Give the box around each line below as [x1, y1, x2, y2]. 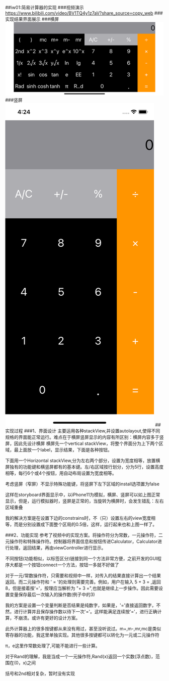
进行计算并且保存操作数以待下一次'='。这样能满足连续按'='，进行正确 [14, 608, 157, 614]
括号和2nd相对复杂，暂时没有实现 [5, 670, 75, 676]
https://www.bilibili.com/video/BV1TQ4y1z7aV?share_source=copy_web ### [5, 10, 163, 16]
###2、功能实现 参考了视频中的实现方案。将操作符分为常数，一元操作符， [5, 532, 159, 538]
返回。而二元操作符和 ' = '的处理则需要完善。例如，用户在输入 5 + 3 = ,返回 [5, 578, 161, 585]
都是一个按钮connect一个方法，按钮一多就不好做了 [14, 562, 119, 568]
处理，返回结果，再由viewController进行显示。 [9, 544, 106, 551]
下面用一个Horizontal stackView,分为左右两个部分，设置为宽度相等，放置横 [5, 457, 160, 464]
